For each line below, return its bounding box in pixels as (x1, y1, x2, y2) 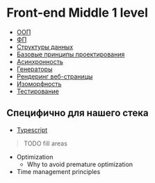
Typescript (16, 125, 48, 134)
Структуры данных (16, 42, 74, 51)
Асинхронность (16, 57, 64, 65)
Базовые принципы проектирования (16, 50, 125, 58)
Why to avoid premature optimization (26, 160, 133, 168)
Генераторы (16, 65, 53, 73)
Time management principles (16, 167, 101, 175)
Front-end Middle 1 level (6, 5, 149, 21)
